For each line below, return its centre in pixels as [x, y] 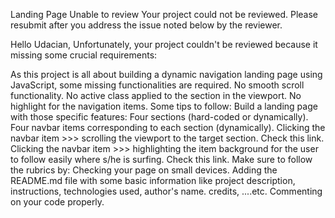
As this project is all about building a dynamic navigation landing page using [166, 74]
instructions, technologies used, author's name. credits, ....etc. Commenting [166, 191]
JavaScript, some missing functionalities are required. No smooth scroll [157, 85]
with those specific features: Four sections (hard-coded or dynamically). [159, 117]
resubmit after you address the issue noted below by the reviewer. [146, 25]
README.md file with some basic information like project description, [153, 180]
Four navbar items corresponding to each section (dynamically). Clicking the [168, 127]
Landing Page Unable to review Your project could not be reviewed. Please [164, 14]
